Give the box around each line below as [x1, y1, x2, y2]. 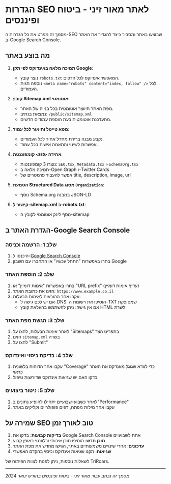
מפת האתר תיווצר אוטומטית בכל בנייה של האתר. [20, 105, 113, 111]
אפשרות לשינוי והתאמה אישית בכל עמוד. [20, 141, 98, 147]
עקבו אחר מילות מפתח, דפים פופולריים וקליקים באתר [12, 404, 115, 410]
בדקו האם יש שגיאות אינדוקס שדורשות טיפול [12, 374, 98, 380]
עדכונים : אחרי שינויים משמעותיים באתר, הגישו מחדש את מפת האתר [12, 443, 144, 449]
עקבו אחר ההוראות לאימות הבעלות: [12, 293, 81, 299]
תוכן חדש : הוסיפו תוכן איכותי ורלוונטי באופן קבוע [12, 438, 105, 444]
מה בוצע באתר [5, 51, 50, 60]
